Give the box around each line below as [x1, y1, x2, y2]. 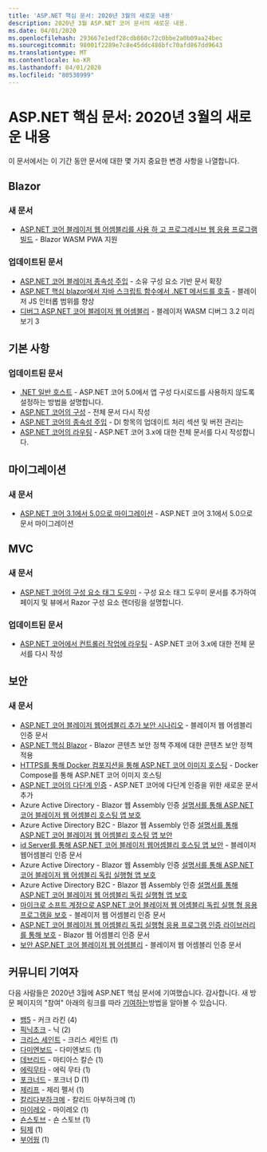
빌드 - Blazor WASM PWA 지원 [19, 235, 118, 244]
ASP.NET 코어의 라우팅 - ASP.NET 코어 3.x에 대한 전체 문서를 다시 [19, 427, 228, 437]
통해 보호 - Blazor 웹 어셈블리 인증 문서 [28, 930, 150, 939]
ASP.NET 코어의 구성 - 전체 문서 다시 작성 [19, 407, 151, 417]
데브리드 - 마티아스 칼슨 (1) [19, 1055, 104, 1065]
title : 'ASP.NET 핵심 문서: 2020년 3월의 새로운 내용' [8, 11, 174, 20]
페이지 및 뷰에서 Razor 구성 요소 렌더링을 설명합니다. [19, 597, 183, 607]
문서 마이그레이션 [19, 518, 74, 528]
